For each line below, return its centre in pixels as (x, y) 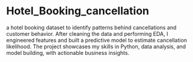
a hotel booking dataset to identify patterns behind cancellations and (91, 27)
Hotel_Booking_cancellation (78, 11)
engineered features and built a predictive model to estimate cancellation (97, 40)
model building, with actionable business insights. (68, 52)
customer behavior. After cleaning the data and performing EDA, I (87, 33)
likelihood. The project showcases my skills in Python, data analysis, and (96, 46)
